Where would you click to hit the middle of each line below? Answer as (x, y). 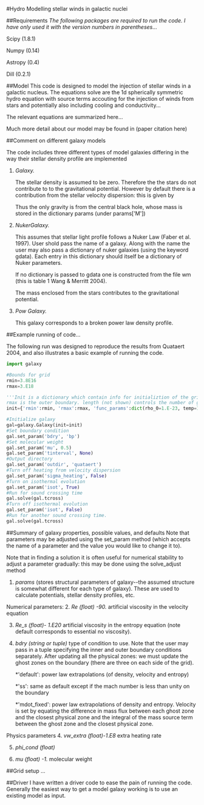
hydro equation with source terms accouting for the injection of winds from (100, 99)
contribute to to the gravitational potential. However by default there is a (105, 189)
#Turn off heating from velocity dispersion (63, 470)
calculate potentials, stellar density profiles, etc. (75, 595)
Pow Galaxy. (31, 311)
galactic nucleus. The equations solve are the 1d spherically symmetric (95, 92)
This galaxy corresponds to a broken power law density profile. (94, 323)
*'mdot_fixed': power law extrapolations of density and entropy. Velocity (105, 704)
